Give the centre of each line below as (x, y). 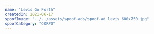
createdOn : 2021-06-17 (29, 14)
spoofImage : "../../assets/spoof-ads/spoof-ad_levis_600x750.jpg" (77, 19)
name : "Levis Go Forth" (30, 10)
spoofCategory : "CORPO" (30, 24)
